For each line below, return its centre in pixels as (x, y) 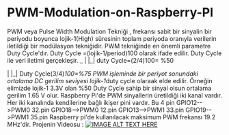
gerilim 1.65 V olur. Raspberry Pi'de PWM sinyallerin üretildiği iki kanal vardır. (115, 95)
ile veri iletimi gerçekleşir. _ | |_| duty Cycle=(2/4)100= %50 (91, 60)
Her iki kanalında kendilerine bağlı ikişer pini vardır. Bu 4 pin (91, 102)
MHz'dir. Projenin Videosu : (45, 124)
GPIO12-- (189, 102)
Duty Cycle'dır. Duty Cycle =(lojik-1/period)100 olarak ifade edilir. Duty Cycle (114, 53)
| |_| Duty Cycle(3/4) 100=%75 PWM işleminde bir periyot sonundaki (103, 74)
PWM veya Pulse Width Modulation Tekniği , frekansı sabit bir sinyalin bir (109, 31)
